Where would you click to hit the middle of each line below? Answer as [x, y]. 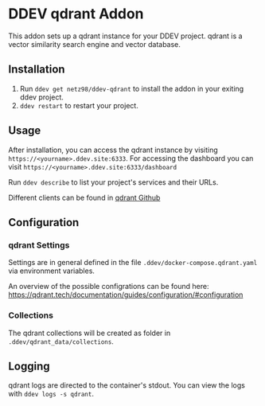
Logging [29, 366]
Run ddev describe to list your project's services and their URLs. [113, 182]
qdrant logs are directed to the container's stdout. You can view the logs [127, 385]
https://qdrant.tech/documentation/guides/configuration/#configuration [126, 295]
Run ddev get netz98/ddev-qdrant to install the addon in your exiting [132, 88]
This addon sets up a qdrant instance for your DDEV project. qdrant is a [125, 36]
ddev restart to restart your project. [79, 105]
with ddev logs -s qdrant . [51, 394]
